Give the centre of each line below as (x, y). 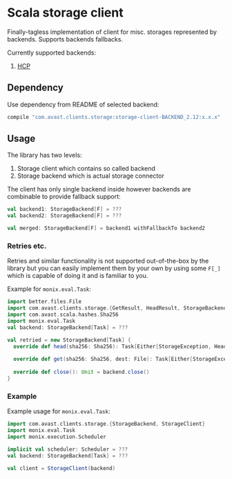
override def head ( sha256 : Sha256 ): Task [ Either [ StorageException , (113, 346)
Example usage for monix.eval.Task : (59, 411)
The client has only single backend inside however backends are (99, 189)
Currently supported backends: (52, 53)
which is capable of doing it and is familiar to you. (78, 276)
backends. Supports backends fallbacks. (65, 39)
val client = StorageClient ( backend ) (61, 468)
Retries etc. (27, 245)
